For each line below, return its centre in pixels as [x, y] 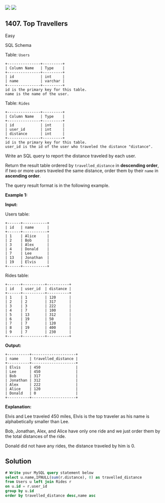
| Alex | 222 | [42, 385]
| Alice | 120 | [42, 389]
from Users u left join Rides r [38, 482]
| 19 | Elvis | [27, 262]
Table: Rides [17, 103]
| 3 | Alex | [27, 245]
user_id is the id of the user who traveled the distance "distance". [79, 146]
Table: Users [17, 55]
